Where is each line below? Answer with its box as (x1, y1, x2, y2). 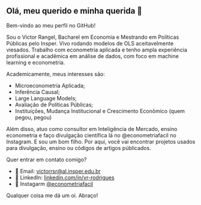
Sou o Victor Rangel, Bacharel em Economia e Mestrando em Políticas (6, 33, 179, 41)
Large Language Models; (14, 94, 77, 102)
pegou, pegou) (14, 114, 52, 121)
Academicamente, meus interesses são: (6, 70, 105, 78)
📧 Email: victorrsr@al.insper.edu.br (14, 167, 101, 175)
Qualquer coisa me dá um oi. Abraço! (6, 192, 98, 199)
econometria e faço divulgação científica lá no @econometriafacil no (6, 131, 177, 139)
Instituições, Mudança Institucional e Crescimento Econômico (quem (14, 107, 185, 114)
